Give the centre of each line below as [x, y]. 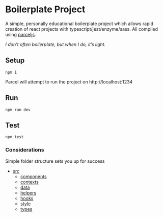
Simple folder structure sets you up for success [55, 161]
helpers [28, 192]
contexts [30, 182]
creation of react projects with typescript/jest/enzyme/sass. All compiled [82, 29]
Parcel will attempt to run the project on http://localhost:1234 [69, 82]
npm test [15, 137]
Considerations [25, 150]
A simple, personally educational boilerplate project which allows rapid [79, 24]
